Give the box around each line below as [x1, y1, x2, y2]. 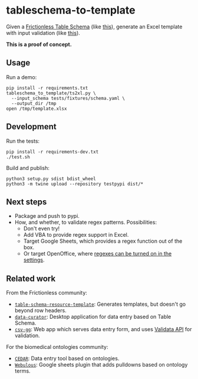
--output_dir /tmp [11, 100, 57, 106]
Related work [6, 273, 56, 283]
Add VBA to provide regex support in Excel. [23, 231, 129, 238]
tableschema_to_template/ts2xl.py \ [6, 90, 96, 96]
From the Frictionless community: [6, 289, 87, 296]
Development [6, 122, 57, 132]
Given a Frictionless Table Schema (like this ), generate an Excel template [6, 23, 183, 30]
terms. [14, 367, 31, 375]
